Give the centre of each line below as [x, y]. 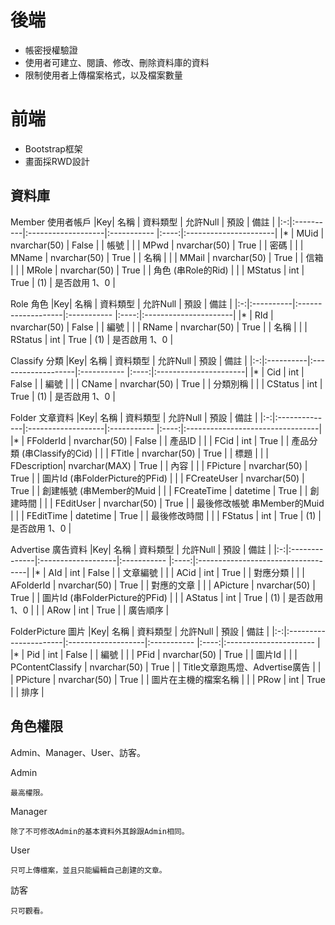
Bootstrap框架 [53, 148]
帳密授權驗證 [51, 50]
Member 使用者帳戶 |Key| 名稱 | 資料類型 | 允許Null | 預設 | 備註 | [143, 222]
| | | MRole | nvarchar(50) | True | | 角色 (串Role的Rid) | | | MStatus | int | [157, 270]
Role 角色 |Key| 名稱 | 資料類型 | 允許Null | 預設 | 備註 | [121, 303]
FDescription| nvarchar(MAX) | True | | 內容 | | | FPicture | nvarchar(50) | [159, 465]
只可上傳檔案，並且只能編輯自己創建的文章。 [88, 870]
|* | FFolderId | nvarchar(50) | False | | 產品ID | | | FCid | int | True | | [150, 440]
